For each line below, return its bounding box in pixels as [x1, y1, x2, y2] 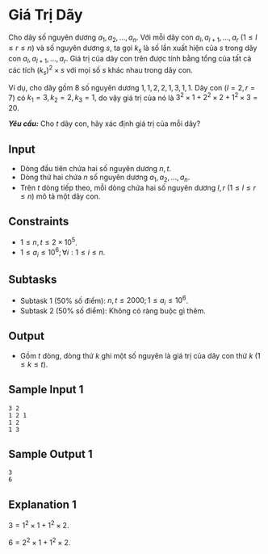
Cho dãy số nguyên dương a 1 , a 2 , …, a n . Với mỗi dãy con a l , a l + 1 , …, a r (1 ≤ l [8, 32, 258, 44]
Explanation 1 [8, 497, 77, 511]
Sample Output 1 [8, 447, 93, 461]
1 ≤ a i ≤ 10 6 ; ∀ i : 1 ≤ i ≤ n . [19, 246, 106, 259]
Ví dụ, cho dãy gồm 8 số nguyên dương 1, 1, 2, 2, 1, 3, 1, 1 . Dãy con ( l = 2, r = [8, 82, 256, 92]
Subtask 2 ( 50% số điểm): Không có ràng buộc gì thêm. [19, 306, 206, 316]
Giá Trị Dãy [8, 6, 83, 24]
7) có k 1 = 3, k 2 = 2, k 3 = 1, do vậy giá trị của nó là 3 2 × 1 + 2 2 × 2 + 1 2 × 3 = [8, 91, 258, 104]
